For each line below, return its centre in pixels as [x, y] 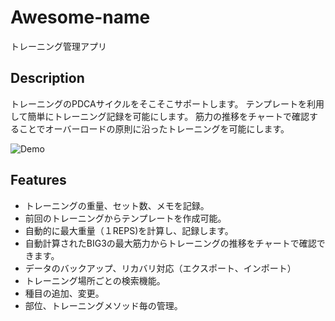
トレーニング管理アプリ [58, 46]
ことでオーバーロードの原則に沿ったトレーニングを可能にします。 [154, 128]
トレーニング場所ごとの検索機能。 [95, 280]
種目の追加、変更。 [64, 293]
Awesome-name [80, 17]
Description [47, 78]
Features [38, 180]
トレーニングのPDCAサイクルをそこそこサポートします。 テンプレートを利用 [167, 103]
